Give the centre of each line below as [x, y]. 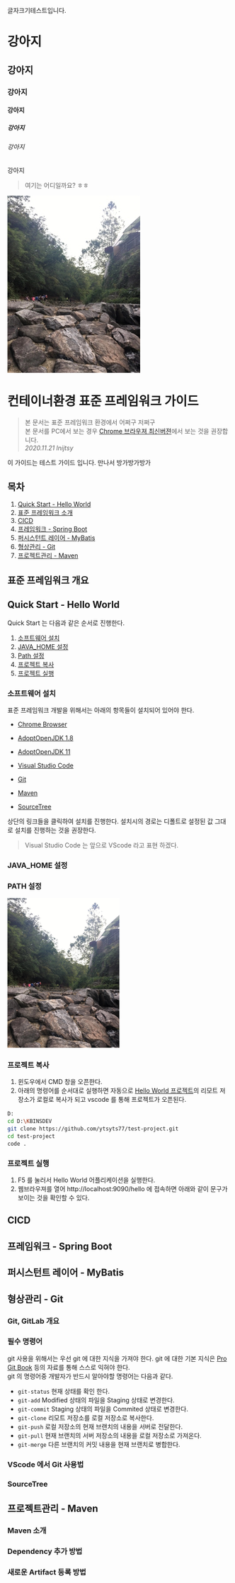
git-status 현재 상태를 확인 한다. [64, 1391]
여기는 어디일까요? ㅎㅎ [57, 185]
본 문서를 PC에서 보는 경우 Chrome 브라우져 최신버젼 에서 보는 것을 [117, 431]
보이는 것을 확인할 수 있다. [53, 1198]
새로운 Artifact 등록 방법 [47, 1572]
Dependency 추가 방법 [45, 1551]
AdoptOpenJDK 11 [44, 751]
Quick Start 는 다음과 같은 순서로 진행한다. [66, 623]
